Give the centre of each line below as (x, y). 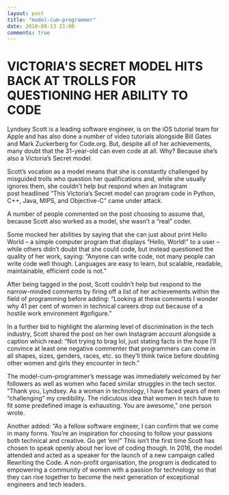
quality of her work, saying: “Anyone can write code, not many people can (111, 256)
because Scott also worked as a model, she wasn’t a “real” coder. (99, 221)
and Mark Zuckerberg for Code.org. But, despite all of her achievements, (109, 144)
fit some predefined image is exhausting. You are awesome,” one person (109, 406)
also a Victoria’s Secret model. (50, 158)
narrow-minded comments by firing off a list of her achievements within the (113, 291)
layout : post (26, 13)
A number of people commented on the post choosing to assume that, (106, 214)
